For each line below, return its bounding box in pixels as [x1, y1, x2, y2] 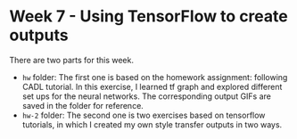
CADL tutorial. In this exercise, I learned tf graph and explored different [21, 81, 283, 92]
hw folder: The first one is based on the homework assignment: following [21, 71, 288, 82]
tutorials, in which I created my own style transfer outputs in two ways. [21, 119, 283, 130]
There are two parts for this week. [9, 54, 134, 65]
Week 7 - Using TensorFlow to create [9, 6, 288, 27]
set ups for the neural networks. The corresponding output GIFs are [21, 91, 272, 102]
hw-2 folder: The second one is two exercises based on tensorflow [21, 110, 266, 120]
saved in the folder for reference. [21, 100, 144, 110]
